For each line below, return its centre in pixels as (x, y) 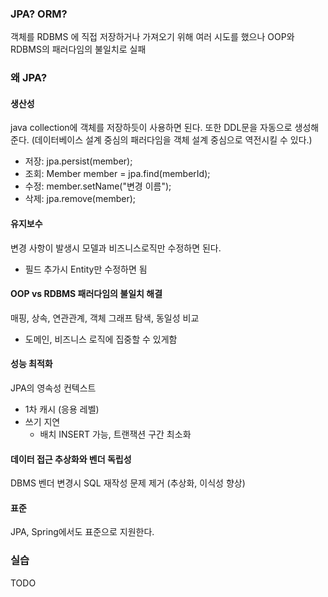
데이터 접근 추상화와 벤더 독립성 (71, 459)
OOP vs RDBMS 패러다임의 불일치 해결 (86, 294)
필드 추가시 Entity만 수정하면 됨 (86, 269)
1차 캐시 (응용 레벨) (62, 409)
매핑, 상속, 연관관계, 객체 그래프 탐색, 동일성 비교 (105, 318)
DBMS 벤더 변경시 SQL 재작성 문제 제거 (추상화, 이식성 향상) (128, 483)
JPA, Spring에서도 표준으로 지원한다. (82, 532)
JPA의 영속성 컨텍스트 (53, 388)
